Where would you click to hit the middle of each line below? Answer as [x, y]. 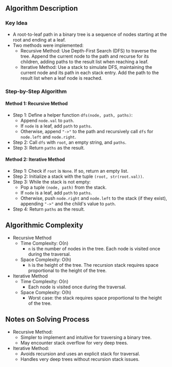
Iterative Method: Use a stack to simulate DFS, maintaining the [86, 67]
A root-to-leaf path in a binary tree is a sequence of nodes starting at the [90, 34]
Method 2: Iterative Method [35, 159]
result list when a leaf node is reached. [61, 78]
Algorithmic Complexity [44, 225]
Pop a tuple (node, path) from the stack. [63, 188]
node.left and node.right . [48, 137]
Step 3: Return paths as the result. [49, 148]
